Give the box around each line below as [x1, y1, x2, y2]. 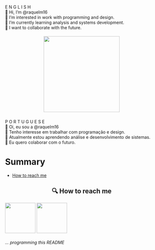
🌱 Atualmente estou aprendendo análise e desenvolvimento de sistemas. [5, 134, 151, 140]
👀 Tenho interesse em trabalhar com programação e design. [5, 129, 125, 135]
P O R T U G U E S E [5, 118, 45, 124]
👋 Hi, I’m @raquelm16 [5, 9, 48, 15]
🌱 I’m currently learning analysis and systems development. [5, 19, 124, 25]
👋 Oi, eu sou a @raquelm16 [5, 124, 59, 130]
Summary [5, 156, 45, 167]
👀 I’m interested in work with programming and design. [5, 15, 115, 20]
